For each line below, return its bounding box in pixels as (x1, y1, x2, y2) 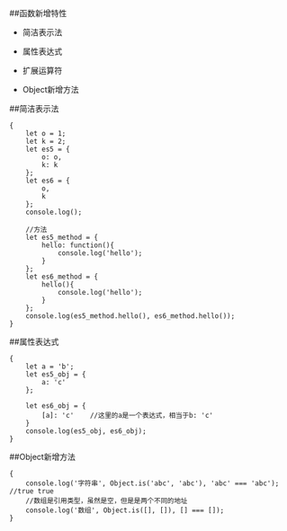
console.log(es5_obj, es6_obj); (25, 427, 147, 436)
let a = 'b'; (25, 362, 75, 371)
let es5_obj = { (25, 370, 87, 379)
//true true (9, 487, 54, 496)
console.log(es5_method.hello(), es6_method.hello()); (25, 312, 236, 321)
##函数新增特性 (9, 8, 67, 18)
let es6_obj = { (25, 402, 87, 411)
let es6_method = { (25, 272, 99, 281)
